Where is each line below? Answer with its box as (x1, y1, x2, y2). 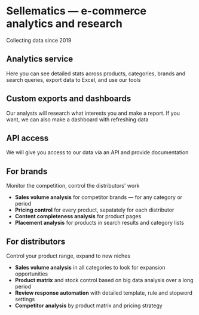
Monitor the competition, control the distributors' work (6, 182, 140, 189)
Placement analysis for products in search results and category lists (14, 219, 184, 227)
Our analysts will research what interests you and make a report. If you (6, 109, 180, 117)
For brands (6, 166, 48, 176)
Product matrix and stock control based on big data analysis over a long (14, 277, 194, 283)
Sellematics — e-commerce (6, 4, 147, 18)
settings (14, 296, 35, 302)
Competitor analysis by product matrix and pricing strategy (14, 302, 163, 309)
